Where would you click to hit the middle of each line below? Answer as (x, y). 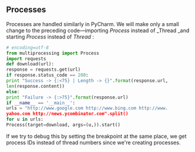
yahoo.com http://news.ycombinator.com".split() (67, 114)
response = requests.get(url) (44, 70)
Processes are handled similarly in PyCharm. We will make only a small (93, 24)
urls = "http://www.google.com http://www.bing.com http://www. (87, 108)
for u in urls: (25, 119)
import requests (26, 59)
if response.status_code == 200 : (47, 75)
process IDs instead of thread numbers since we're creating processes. (93, 142)
